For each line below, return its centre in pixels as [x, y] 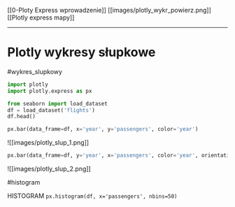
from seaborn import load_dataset [58, 103]
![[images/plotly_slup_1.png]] [48, 143]
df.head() [22, 117]
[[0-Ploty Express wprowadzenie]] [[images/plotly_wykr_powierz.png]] [109, 10]
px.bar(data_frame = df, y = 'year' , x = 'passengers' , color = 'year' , [103, 156]
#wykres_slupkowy [35, 71]
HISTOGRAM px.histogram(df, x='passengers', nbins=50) [92, 196]
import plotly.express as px [50, 91]
